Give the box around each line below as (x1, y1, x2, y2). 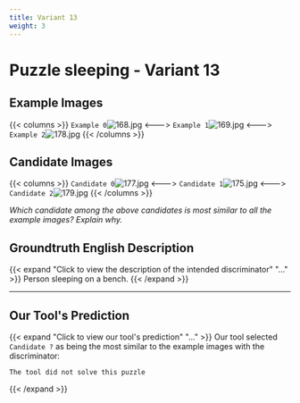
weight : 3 (9, 21, 46, 30)
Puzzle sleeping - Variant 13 (9, 60, 221, 80)
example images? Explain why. (9, 214, 123, 225)
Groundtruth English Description (9, 240, 195, 256)
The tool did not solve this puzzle (9, 367, 146, 376)
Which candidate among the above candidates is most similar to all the (9, 205, 272, 215)
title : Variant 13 (9, 13, 78, 22)
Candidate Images (9, 154, 113, 170)
